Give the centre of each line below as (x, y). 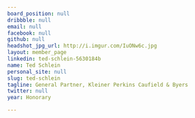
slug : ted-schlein (34, 78)
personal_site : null (37, 71)
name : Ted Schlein (34, 65)
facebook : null (29, 33)
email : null (24, 26)
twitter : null (28, 91)
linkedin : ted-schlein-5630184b (54, 59)
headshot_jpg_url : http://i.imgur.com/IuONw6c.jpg (82, 46)
